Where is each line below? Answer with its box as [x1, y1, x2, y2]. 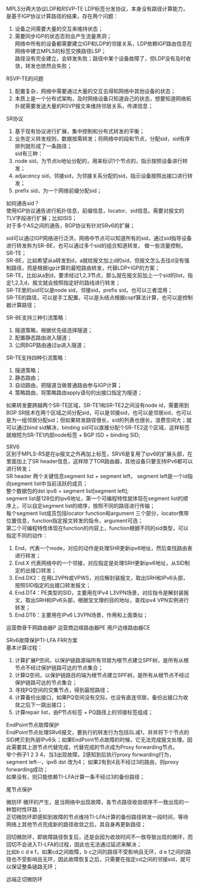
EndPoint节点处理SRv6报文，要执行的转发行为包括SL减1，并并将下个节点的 [6, 729, 190, 735]
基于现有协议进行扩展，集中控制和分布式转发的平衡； [14, 128, 145, 135]
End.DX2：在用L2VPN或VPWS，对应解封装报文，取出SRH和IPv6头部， [14, 574, 188, 581]
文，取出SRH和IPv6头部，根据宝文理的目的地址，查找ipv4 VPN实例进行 [14, 596, 190, 603]
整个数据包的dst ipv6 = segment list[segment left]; [6, 488, 129, 494]
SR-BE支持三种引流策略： [6, 314, 69, 321]
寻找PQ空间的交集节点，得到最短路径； [14, 687, 111, 693]
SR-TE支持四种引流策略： [6, 354, 68, 361]
